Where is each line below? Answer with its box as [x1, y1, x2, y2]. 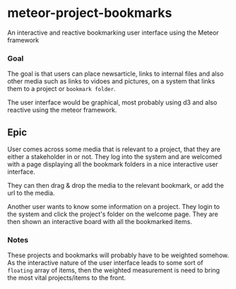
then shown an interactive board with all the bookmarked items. [7, 218, 192, 226]
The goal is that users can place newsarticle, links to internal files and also [7, 69, 224, 78]
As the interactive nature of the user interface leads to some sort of [7, 259, 203, 267]
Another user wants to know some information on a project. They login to [7, 203, 220, 211]
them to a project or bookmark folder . [7, 85, 116, 93]
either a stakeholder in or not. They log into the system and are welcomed [7, 153, 223, 161]
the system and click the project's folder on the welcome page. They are [7, 210, 219, 218]
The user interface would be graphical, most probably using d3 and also [7, 98, 218, 107]
